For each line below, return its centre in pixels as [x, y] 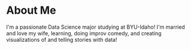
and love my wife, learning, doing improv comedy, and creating [84, 33]
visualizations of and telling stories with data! [62, 39]
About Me [31, 10]
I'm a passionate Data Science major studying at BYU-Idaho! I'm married [96, 27]
